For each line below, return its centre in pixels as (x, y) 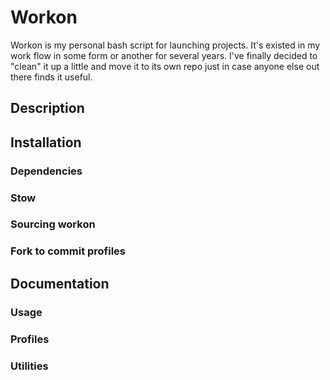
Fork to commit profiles (68, 251)
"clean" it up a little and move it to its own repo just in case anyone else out (165, 66)
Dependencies (46, 171)
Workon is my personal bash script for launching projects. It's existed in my (165, 45)
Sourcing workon (53, 224)
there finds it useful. (51, 77)
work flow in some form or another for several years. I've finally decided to (164, 55)
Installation (46, 142)
